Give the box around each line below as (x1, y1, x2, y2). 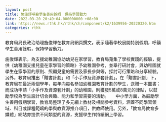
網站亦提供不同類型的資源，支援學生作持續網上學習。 (18, 112, 126, 118)
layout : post (5, 7, 32, 12)
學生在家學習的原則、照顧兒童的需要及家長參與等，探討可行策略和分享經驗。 (5, 68, 161, 74)
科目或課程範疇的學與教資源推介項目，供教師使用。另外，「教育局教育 (13, 105, 155, 111)
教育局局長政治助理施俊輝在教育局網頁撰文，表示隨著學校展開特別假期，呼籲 (5, 40, 161, 46)
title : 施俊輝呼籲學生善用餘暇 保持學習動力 (5, 12, 87, 17)
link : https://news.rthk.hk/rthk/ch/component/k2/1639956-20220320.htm (5, 21, 156, 26)
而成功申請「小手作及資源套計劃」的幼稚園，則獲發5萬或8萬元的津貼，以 (5, 87, 153, 93)
